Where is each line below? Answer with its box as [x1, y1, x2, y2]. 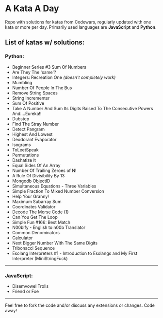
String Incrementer [12, 95, 50, 101]
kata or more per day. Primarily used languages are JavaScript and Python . [5, 24, 157, 30]
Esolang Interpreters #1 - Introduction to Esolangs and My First [12, 250, 137, 256]
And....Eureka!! [12, 111, 42, 116]
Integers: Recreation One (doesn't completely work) [12, 74, 116, 80]
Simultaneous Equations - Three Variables [12, 183, 97, 189]
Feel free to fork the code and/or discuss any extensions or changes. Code [5, 302, 155, 308]
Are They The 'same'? [12, 69, 57, 75]
